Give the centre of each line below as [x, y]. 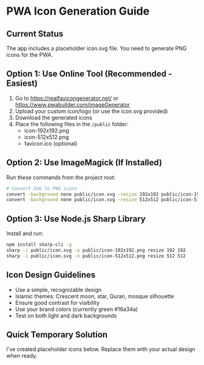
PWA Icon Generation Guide [78, 11]
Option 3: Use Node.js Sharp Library [76, 218]
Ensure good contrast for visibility [57, 302]
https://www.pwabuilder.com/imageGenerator [73, 104]
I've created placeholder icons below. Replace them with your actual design [101, 349]
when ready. [22, 356]
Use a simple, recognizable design [58, 289]
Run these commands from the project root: [61, 177]
